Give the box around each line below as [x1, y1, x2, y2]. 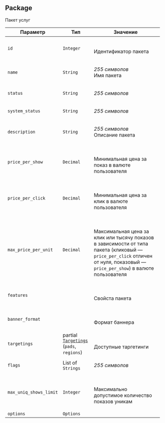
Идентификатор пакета [93, 48, 149, 55]
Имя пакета [93, 72, 122, 79]
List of [62, 359, 78, 366]
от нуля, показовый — [93, 258, 146, 265]
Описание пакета [93, 131, 136, 138]
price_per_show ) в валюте [93, 265, 154, 272]
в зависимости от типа [93, 240, 148, 247]
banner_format [7, 316, 41, 322]
